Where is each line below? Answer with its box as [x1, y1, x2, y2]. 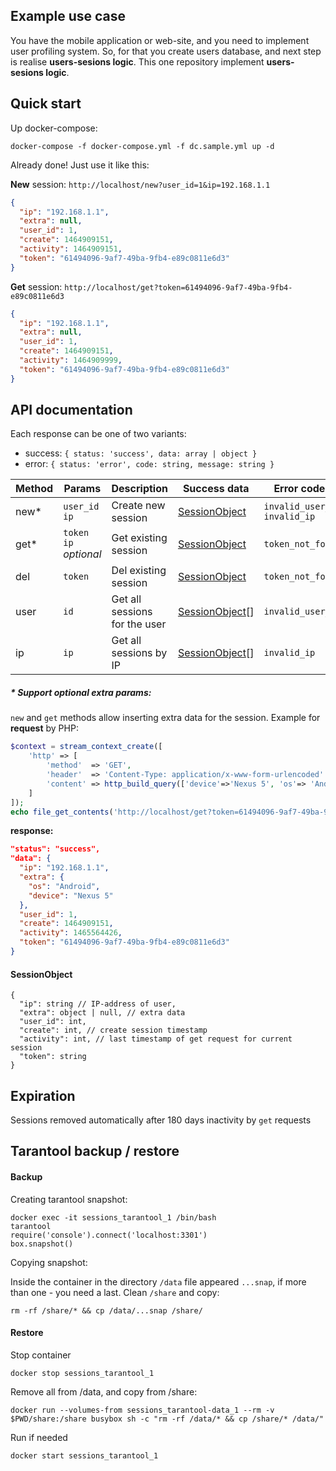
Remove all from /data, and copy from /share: [10, 1385, 198, 1398]
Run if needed [10, 1431, 68, 1443]
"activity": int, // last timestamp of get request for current [19, 1034, 293, 1044]
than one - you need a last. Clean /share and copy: [10, 1286, 220, 1298]
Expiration [10, 1087, 76, 1104]
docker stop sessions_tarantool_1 [10, 1368, 155, 1378]
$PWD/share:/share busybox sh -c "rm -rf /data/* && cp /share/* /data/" [10, 1414, 325, 1424]
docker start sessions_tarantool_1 [10, 1450, 159, 1461]
